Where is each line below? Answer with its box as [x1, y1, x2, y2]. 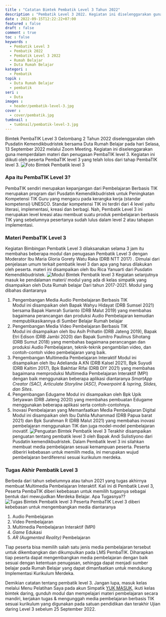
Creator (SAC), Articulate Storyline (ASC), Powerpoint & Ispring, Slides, [12, 381, 157, 387]
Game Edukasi [12, 529, 42, 536]
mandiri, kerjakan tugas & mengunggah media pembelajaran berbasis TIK [5, 596, 155, 602]
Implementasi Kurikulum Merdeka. [5, 571, 75, 577]
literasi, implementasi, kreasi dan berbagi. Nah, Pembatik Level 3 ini [5, 206, 143, 212]
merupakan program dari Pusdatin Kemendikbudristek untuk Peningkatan [5, 191, 155, 196]
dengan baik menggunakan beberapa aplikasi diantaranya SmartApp [12, 376, 152, 382]
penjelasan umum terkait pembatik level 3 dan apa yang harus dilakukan [5, 261, 152, 267]
